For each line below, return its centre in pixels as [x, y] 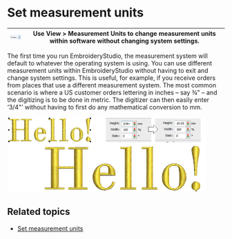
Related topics [39, 212]
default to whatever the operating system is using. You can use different [110, 63]
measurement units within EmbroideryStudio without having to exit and [108, 70]
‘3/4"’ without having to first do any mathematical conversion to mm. [105, 107]
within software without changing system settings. [125, 41]
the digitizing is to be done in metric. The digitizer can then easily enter [108, 100]
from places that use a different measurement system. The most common [112, 85]
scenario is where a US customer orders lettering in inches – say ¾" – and [112, 92]
